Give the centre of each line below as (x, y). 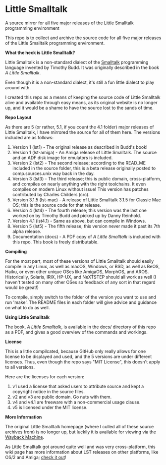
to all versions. (20, 367)
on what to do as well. (28, 307)
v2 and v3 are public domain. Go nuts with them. (62, 397)
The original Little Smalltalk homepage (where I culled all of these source (80, 426)
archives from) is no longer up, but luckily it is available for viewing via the (81, 432)
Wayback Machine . (25, 437)
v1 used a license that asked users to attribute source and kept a (78, 386)
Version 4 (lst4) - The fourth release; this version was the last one (80, 210)
